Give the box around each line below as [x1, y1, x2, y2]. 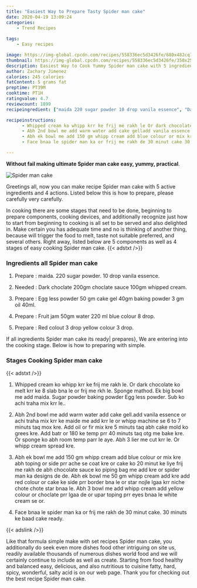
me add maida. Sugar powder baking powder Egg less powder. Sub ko [14, 394, 185, 401]
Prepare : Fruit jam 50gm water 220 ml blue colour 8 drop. [14, 313, 155, 320]
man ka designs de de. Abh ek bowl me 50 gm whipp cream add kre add [14, 472, 191, 479]
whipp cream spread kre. [14, 442, 75, 449]
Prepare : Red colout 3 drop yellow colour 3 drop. [14, 324, 134, 331]
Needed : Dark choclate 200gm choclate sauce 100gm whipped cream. [14, 284, 188, 291]
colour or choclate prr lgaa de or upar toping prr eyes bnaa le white [14, 491, 178, 498]
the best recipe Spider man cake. [6, 575, 86, 582]
